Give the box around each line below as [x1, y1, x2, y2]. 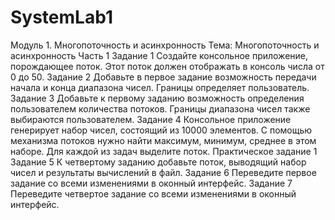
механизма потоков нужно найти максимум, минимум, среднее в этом [10, 134, 317, 146]
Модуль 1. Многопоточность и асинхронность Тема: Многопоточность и [10, 39, 320, 51]
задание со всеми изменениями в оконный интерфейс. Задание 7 [10, 177, 293, 189]
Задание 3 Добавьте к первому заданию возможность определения [10, 92, 305, 104]
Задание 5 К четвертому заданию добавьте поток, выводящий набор [10, 156, 307, 168]
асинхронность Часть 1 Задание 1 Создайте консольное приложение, [10, 49, 309, 61]
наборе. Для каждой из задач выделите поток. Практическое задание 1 [10, 145, 318, 157]
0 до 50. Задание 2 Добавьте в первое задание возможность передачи [10, 71, 317, 83]
